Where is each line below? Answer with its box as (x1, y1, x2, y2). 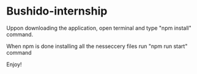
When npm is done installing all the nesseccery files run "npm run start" (6, 42, 188, 50)
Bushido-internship (6, 4, 108, 18)
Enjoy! (6, 61, 23, 68)
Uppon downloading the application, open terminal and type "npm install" (6, 24, 191, 32)
